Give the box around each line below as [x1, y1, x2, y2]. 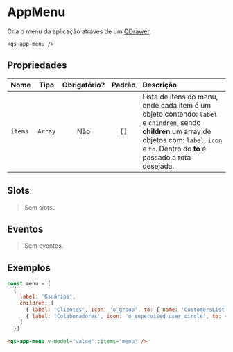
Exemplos [7, 262, 51, 274]
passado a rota [141, 152, 191, 162]
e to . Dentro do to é [141, 144, 207, 153]
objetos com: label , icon [141, 135, 223, 144]
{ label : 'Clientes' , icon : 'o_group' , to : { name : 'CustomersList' [25, 306, 228, 313]
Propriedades [7, 60, 67, 72]
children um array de [141, 126, 212, 136]
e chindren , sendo [141, 117, 201, 127]
